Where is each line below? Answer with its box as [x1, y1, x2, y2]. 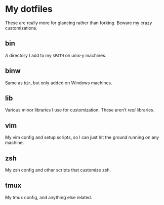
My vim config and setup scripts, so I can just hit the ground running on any [5, 135, 159, 140]
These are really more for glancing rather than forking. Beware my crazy [5, 20, 152, 26]
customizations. [5, 25, 38, 31]
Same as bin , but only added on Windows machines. [5, 80, 113, 86]
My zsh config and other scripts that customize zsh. [5, 167, 111, 173]
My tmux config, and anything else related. [5, 194, 92, 200]
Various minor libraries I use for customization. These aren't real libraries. [5, 107, 155, 113]
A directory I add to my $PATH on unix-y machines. [5, 52, 107, 58]
